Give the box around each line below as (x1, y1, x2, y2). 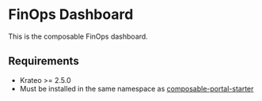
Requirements (8, 54, 79, 68)
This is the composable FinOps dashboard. (8, 32, 148, 41)
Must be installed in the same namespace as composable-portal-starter (19, 84, 254, 93)
